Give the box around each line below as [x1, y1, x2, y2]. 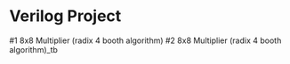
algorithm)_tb [9, 44, 58, 54]
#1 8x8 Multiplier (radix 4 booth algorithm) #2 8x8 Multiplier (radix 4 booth [9, 35, 282, 46]
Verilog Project [9, 6, 122, 26]
